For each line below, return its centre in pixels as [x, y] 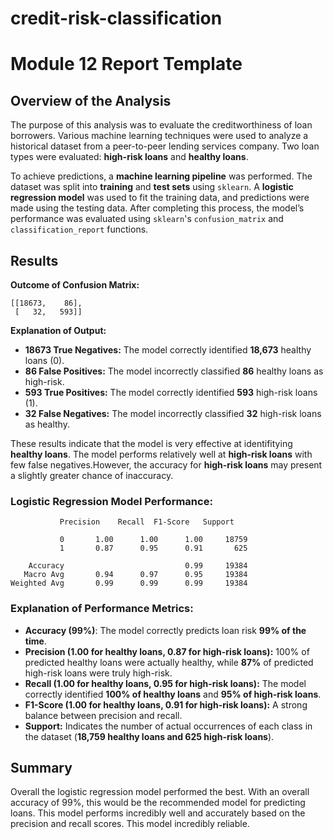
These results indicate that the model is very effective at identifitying [151, 443]
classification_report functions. [79, 229]
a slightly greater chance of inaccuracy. [92, 475]
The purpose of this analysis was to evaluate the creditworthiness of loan [161, 125]
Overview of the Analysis [91, 100]
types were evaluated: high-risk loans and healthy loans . [129, 157]
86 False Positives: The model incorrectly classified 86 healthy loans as [174, 371]
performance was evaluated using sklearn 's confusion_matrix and [147, 219]
